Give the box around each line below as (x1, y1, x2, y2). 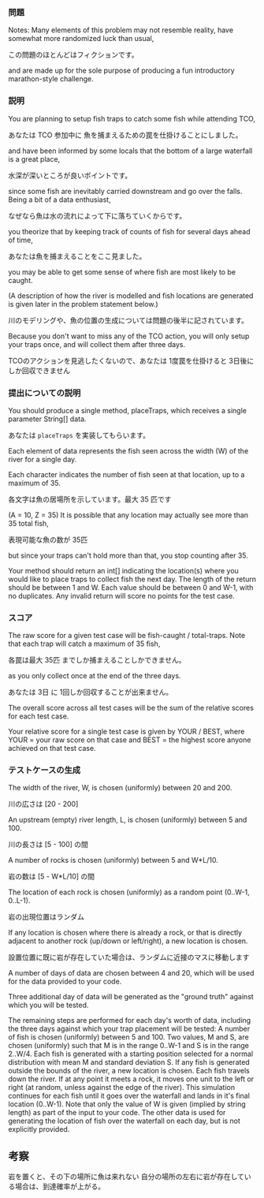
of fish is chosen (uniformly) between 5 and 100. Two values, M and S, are (8, 1032, 250, 1042)
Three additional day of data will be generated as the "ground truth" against (8, 992, 254, 1002)
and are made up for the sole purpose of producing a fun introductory (8, 65, 235, 76)
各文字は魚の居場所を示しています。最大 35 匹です (8, 495, 172, 504)
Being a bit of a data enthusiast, (8, 195, 112, 204)
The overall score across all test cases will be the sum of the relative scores (8, 703, 255, 713)
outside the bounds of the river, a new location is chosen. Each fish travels (8, 1066, 250, 1076)
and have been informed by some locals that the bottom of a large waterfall (8, 146, 253, 155)
